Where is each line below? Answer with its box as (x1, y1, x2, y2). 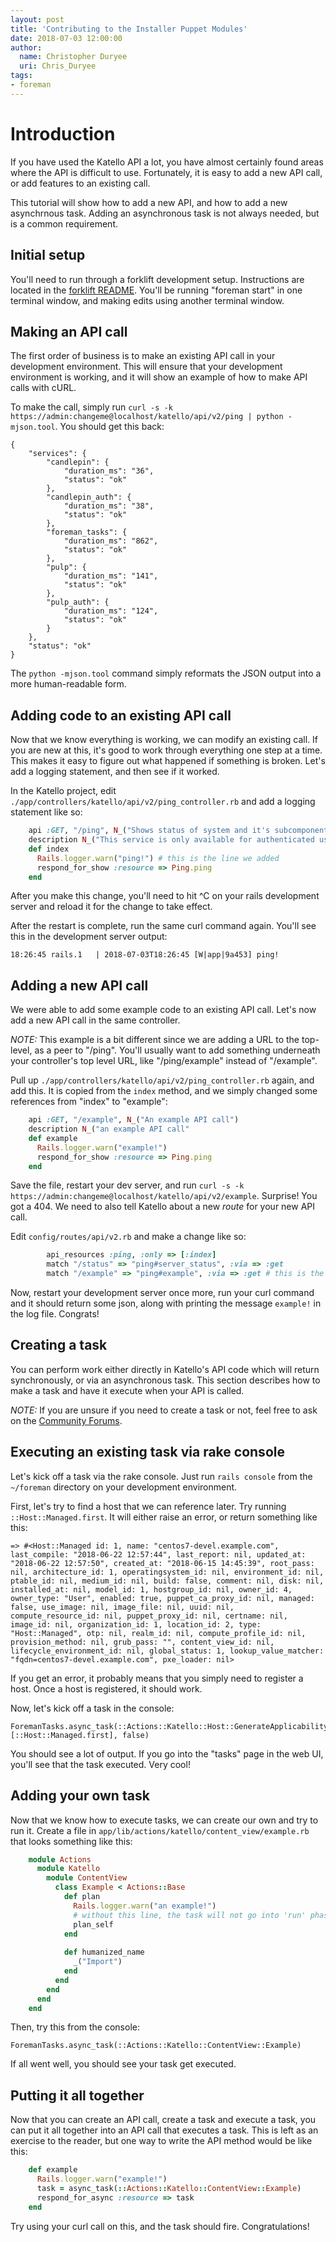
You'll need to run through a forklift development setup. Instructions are (10, 273, 305, 285)
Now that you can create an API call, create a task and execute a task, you (10, 2114, 317, 2126)
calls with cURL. (10, 382, 77, 394)
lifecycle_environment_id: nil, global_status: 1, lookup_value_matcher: (10, 1646, 325, 1656)
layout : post (10, 14, 65, 25)
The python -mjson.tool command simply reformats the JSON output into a (10, 667, 322, 680)
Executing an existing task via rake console (10, 1444, 285, 1461)
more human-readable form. (10, 678, 127, 690)
